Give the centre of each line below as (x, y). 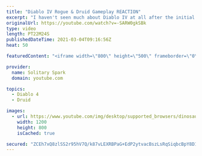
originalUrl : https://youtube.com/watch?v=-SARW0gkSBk (76, 23)
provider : (19, 67)
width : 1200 (32, 122)
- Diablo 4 (25, 94)
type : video (21, 28)
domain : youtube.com (37, 78)
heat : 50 (17, 46)
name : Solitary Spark (39, 73)
